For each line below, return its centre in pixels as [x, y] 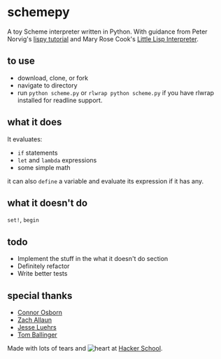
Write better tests [42, 274]
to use [21, 61]
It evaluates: [25, 139]
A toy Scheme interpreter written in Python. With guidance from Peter [107, 31]
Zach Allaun [35, 320]
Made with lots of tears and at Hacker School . [85, 348]
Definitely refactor [43, 266]
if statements [37, 153]
